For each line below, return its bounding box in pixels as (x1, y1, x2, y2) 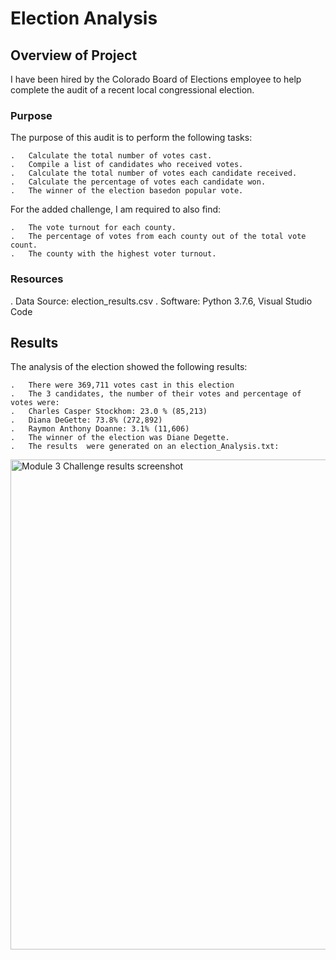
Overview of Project (10, 47, 138, 64)
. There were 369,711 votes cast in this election (10, 380, 235, 391)
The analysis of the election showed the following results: (10, 361, 248, 373)
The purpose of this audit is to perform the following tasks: (10, 132, 253, 144)
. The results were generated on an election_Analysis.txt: (10, 442, 280, 452)
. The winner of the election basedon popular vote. (10, 186, 244, 196)
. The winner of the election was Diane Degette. (10, 433, 230, 443)
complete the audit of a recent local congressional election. (10, 84, 255, 96)
